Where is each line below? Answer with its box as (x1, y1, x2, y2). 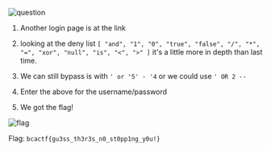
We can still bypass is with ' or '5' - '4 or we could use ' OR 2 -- (19, 71, 247, 80)
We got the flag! (19, 103, 74, 112)
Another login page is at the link (19, 23, 127, 32)
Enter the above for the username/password (19, 87, 168, 96)
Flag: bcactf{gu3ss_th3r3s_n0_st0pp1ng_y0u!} (8, 133, 161, 143)
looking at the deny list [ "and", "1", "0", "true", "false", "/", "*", (19, 39, 261, 48)
